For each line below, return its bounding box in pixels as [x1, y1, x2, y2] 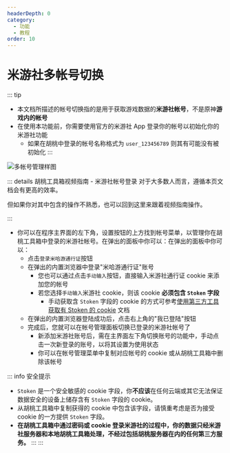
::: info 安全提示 [7, 372, 51, 381]
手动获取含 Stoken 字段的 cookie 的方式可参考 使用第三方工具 [48, 297, 219, 306]
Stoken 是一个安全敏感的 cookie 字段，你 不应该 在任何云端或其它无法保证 [17, 387, 223, 395]
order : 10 [7, 36, 36, 43]
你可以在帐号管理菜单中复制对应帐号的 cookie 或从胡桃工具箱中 [37, 349, 218, 357]
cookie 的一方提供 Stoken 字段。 [17, 412, 109, 421]
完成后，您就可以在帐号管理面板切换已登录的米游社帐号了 [27, 323, 191, 331]
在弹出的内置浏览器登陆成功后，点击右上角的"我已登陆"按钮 [27, 315, 196, 323]
